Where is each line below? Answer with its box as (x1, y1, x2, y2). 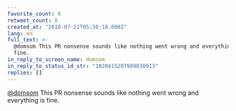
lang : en (7, 30, 33, 37)
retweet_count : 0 (7, 17, 58, 24)
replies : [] (7, 69, 42, 76)
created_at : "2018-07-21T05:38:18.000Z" (7, 23, 128, 30)
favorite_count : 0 (7, 10, 61, 18)
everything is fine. (7, 96, 60, 104)
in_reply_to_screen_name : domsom (7, 56, 105, 63)
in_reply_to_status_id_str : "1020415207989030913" (7, 63, 159, 70)
